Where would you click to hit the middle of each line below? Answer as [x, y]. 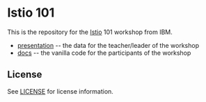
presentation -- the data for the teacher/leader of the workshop [108, 45]
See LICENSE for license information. [60, 91]
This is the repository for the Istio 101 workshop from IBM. [90, 32]
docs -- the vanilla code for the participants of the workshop [104, 53]
